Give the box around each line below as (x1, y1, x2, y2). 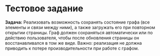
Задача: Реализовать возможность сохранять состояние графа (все (5, 19, 150, 25)
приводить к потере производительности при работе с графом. (5, 45, 139, 51)
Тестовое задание (5, 3, 83, 14)
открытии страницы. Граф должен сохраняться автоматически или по (5, 29, 153, 35)
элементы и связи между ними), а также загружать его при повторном (5, 24, 156, 30)
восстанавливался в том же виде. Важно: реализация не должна (5, 40, 142, 46)
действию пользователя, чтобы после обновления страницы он (5, 35, 139, 41)
